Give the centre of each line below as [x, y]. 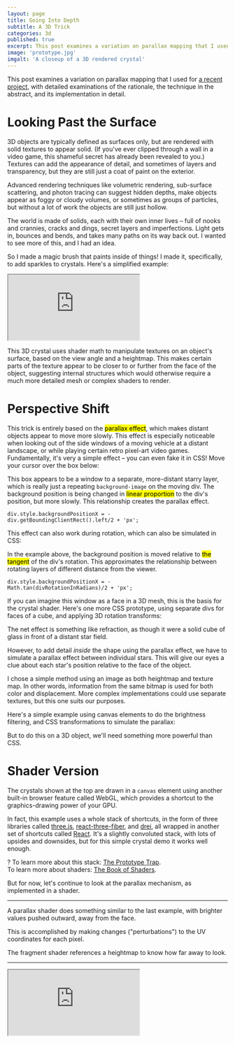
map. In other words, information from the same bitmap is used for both [110, 686]
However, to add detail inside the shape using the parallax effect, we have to [117, 650]
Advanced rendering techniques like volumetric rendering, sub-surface [109, 185]
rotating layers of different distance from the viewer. [82, 569]
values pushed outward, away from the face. [72, 918]
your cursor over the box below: [54, 465]
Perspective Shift [58, 409]
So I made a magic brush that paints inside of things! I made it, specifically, [115, 257]
